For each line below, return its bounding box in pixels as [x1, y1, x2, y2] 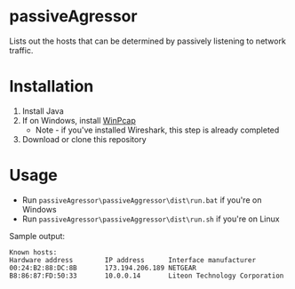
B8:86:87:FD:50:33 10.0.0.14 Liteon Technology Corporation [9, 271, 284, 280]
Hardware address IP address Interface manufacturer [9, 255, 256, 264]
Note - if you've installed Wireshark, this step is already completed [35, 124, 280, 135]
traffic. [9, 44, 34, 55]
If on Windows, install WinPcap [21, 115, 136, 125]
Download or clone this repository [21, 133, 147, 144]
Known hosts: [9, 247, 58, 257]
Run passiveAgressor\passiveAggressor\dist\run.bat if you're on [21, 194, 262, 205]
